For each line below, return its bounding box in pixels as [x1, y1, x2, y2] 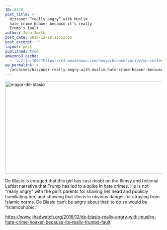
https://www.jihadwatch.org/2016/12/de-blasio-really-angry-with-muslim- [5, 214, 157, 220]
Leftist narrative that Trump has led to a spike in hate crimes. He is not [5, 183, 149, 189]
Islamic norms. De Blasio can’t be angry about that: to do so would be [5, 199, 148, 205]
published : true [5, 49, 39, 54]
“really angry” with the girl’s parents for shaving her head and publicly [5, 188, 148, 194]
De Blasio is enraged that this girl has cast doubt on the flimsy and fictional [5, 178, 159, 184]
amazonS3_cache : [5, 53, 39, 59]
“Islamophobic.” [5, 204, 38, 210]
